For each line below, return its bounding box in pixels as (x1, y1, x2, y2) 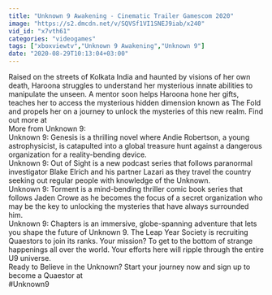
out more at (8, 115, 47, 124)
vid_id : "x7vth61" (8, 27, 71, 35)
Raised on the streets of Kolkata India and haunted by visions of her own (8, 72, 251, 81)
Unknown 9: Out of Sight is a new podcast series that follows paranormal (8, 158, 253, 167)
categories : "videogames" (8, 34, 96, 43)
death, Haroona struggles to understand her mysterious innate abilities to (8, 80, 253, 90)
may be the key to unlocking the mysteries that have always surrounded (8, 202, 249, 211)
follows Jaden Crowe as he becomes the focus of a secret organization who (8, 193, 263, 202)
